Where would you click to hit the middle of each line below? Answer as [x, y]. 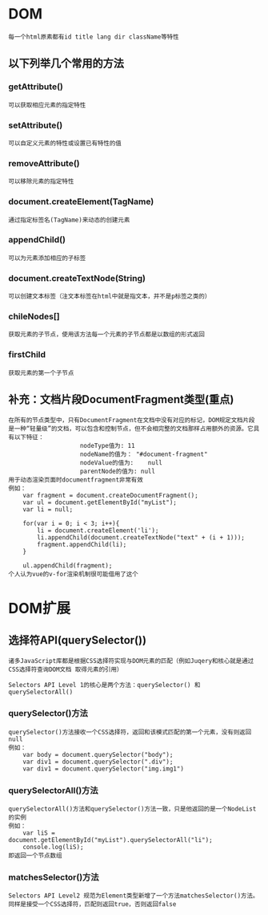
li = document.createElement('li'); [98, 531]
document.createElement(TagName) [81, 201]
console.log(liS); [53, 848]
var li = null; [48, 509]
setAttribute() [36, 125]
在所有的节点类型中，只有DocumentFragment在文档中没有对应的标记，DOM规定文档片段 [132, 420]
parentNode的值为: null [118, 471]
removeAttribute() [44, 163]
